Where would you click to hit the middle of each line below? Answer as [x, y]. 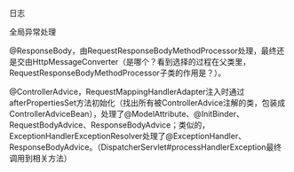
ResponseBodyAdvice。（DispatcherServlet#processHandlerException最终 [146, 147]
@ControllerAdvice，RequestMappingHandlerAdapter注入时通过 [127, 92]
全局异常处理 [32, 32]
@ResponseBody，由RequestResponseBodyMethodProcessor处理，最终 [143, 51]
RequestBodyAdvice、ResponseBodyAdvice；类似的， [110, 125]
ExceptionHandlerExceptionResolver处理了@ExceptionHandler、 [128, 136]
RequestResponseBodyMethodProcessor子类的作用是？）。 [118, 73]
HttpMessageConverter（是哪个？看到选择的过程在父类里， [142, 62]
